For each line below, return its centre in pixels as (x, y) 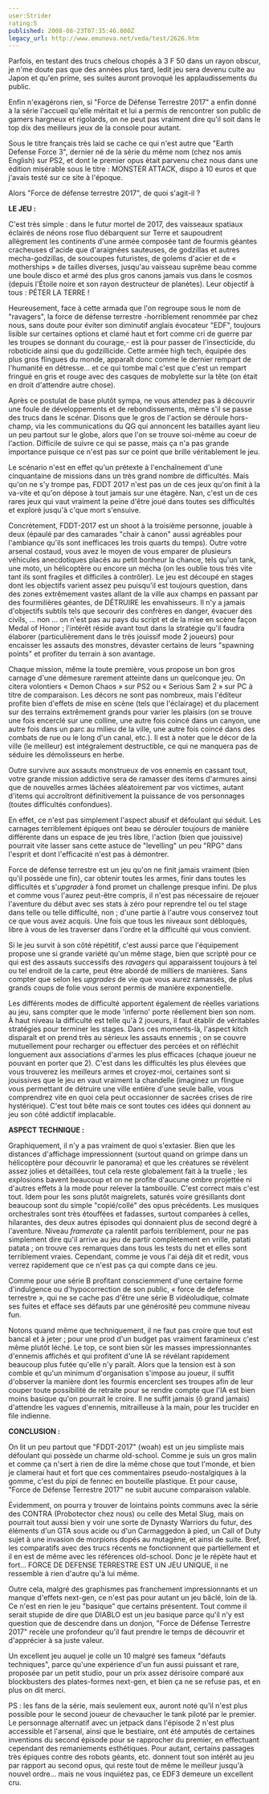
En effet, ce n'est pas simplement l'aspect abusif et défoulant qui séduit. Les (135, 820)
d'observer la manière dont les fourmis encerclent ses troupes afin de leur (131, 1382)
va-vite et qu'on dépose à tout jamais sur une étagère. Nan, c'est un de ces (133, 493)
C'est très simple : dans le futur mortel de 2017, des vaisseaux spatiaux (126, 224)
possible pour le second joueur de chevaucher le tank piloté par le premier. (132, 1714)
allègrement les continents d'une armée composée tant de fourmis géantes (133, 241)
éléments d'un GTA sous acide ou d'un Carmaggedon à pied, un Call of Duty (134, 1531)
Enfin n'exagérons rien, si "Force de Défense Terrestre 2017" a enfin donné (132, 102)
